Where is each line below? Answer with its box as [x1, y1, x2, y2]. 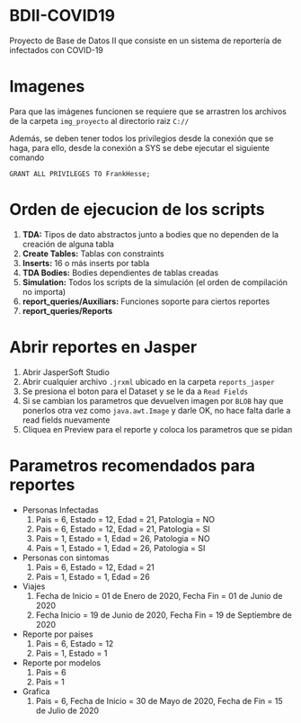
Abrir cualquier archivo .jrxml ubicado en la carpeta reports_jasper [22, 376, 276, 387]
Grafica [22, 685, 50, 697]
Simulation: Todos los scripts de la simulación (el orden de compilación [22, 276, 288, 288]
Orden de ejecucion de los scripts [9, 200, 265, 220]
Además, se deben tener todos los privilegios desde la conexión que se [9, 132, 274, 144]
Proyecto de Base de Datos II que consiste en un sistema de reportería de [9, 35, 282, 46]
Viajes [22, 581, 46, 592]
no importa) [22, 286, 66, 297]
